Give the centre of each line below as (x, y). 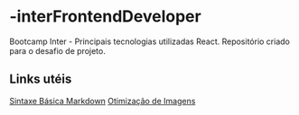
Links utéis (41, 80)
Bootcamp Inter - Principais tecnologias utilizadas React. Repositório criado (150, 41)
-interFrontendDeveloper (105, 17)
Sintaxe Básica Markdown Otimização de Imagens (103, 101)
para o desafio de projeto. (57, 50)
